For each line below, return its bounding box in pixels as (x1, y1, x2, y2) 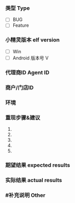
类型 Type (5, 4, 30, 11)
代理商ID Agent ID (5, 69, 49, 76)
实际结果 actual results (5, 176, 62, 184)
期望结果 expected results (5, 161, 70, 169)
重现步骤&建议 (5, 114, 41, 121)
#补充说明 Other (5, 191, 46, 198)
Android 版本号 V (12, 55, 49, 61)
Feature (12, 22, 29, 29)
